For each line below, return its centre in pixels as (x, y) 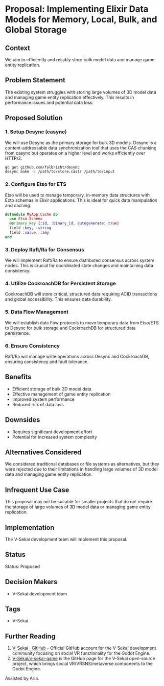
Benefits (18, 377)
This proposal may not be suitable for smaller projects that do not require (79, 502)
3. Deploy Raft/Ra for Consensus (45, 249)
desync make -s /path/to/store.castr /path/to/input (60, 172)
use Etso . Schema (26, 219)
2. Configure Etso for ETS (36, 184)
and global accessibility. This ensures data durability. (59, 299)
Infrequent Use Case (37, 490)
